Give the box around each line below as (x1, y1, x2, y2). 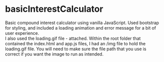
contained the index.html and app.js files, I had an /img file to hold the (5, 40, 146, 46)
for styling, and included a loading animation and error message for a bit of (5, 25, 156, 31)
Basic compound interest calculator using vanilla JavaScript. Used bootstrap (5, 20, 159, 26)
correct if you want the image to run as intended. (5, 51, 104, 57)
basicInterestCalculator (5, 3, 104, 15)
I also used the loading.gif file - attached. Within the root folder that (5, 35, 141, 41)
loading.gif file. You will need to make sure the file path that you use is (5, 46, 147, 52)
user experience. (5, 30, 39, 36)
